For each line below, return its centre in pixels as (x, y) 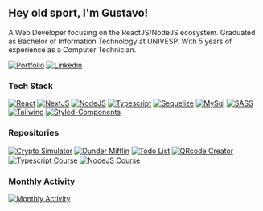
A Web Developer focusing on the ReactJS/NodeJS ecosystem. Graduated (132, 32)
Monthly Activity (42, 181)
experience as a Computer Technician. (72, 49)
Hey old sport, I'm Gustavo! (78, 13)
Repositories (34, 133)
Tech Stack (31, 86)
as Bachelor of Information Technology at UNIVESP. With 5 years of (120, 41)
